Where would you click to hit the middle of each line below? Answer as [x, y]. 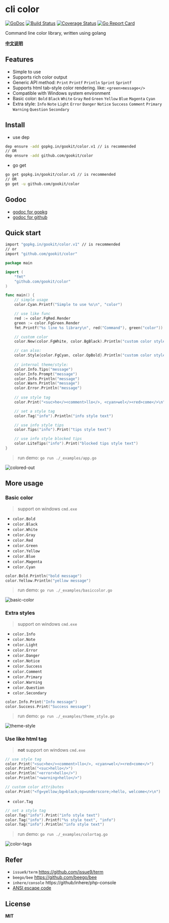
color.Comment [27, 672]
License [18, 904]
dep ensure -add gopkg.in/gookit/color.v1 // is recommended [71, 146]
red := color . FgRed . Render [43, 318]
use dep [21, 137]
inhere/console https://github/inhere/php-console [64, 883]
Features [19, 60]
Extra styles [20, 613]
